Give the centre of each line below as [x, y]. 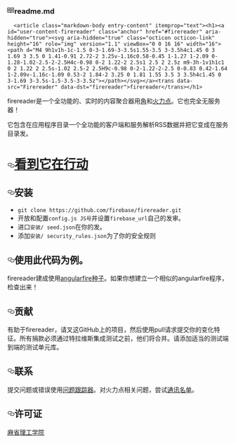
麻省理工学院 [26, 432]
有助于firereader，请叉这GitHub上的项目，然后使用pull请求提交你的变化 [111, 329]
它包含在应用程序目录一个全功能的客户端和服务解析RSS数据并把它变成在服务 [118, 125]
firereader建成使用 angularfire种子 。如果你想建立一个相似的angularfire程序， [118, 278]
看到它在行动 [52, 165]
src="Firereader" [33, 87]
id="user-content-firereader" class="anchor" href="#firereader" [105, 32]
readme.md [34, 11]
